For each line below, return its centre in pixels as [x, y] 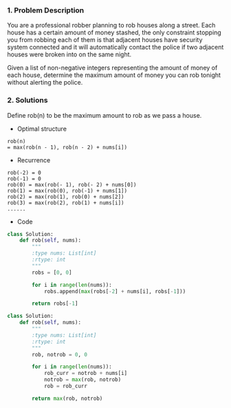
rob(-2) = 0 [24, 173]
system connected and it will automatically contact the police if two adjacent [115, 47]
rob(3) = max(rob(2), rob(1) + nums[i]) [66, 203]
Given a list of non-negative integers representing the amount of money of [112, 68]
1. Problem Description [46, 10]
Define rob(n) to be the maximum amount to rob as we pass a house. [104, 115]
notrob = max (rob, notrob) [82, 380]
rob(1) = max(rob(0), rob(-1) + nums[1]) [67, 191]
